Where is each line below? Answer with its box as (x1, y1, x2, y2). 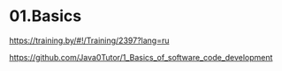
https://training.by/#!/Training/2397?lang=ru (9, 35, 170, 46)
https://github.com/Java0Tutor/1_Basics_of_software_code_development (9, 52, 273, 62)
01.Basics (9, 6, 82, 26)
